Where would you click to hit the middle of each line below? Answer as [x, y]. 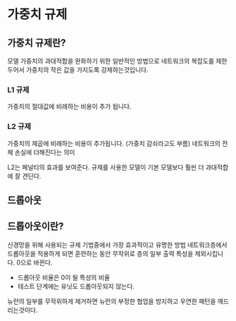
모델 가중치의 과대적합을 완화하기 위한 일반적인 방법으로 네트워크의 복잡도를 [111, 61]
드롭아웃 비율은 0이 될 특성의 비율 [64, 277]
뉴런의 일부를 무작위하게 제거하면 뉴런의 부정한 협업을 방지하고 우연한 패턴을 [112, 301]
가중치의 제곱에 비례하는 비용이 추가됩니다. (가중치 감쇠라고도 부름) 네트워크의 [114, 143]
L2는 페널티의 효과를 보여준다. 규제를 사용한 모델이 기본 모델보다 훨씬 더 [106, 167]
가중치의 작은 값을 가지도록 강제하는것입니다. [87, 70]
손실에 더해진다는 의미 [45, 152]
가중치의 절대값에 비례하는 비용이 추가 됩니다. [69, 107]
